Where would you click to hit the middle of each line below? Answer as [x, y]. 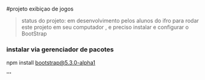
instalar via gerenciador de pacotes [60, 49]
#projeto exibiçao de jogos [40, 9]
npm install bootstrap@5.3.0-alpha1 [51, 63]
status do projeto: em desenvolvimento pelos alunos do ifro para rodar [110, 20]
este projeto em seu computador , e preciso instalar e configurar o [105, 27]
